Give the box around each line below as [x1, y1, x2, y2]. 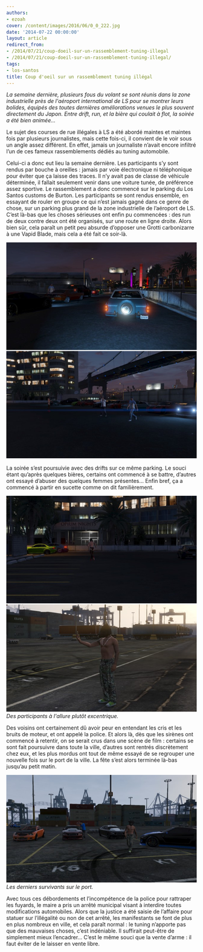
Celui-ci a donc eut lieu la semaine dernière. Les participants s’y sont [6, 159, 179, 167]
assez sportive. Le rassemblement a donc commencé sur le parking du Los [6, 185, 193, 193]
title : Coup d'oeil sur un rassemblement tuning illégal [6, 73, 153, 80]
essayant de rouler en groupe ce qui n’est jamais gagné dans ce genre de [6, 198, 189, 205]
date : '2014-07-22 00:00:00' [6, 29, 80, 35]
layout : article [6, 35, 47, 42]
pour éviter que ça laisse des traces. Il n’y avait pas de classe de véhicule [6, 173, 189, 180]
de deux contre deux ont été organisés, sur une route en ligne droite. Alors [6, 218, 192, 225]
